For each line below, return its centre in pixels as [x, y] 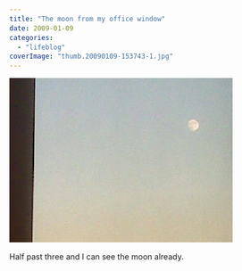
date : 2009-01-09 [42, 28]
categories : [31, 37]
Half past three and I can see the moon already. [97, 257]
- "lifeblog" [42, 47]
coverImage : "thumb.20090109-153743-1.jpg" [92, 57]
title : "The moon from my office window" [88, 19]
